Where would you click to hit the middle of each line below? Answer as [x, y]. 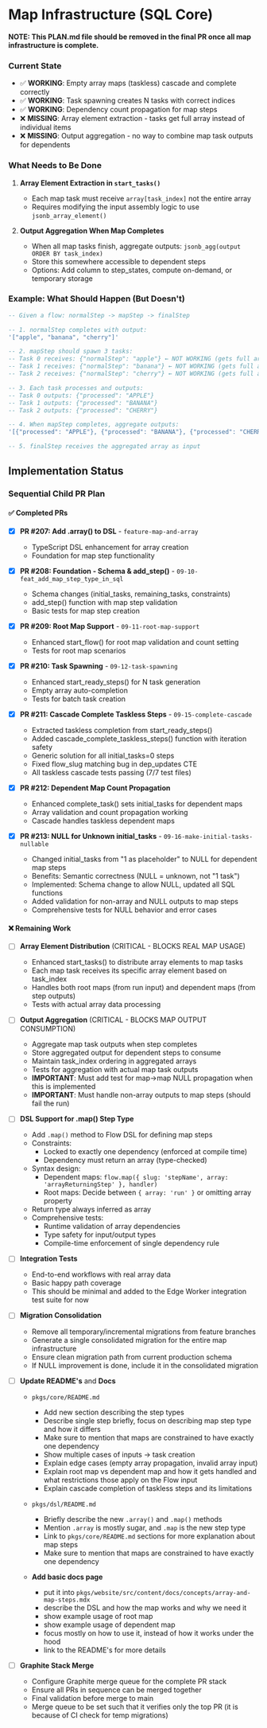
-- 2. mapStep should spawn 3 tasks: [71, 352]
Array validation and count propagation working [110, 812]
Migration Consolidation [60, 1316]
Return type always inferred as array [91, 1209]
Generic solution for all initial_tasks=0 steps [103, 755]
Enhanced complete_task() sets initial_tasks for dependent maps [137, 804]
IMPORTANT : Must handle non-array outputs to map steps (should [141, 1095]
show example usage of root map [98, 1616]
